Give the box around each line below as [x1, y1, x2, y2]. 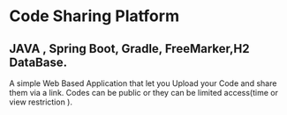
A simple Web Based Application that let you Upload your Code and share [9, 78, 277, 89]
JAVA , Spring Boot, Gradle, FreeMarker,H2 [9, 41, 250, 56]
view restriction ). [9, 97, 73, 107]
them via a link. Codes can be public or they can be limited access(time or [9, 88, 278, 97]
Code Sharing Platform [9, 6, 179, 26]
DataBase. [9, 54, 68, 69]
